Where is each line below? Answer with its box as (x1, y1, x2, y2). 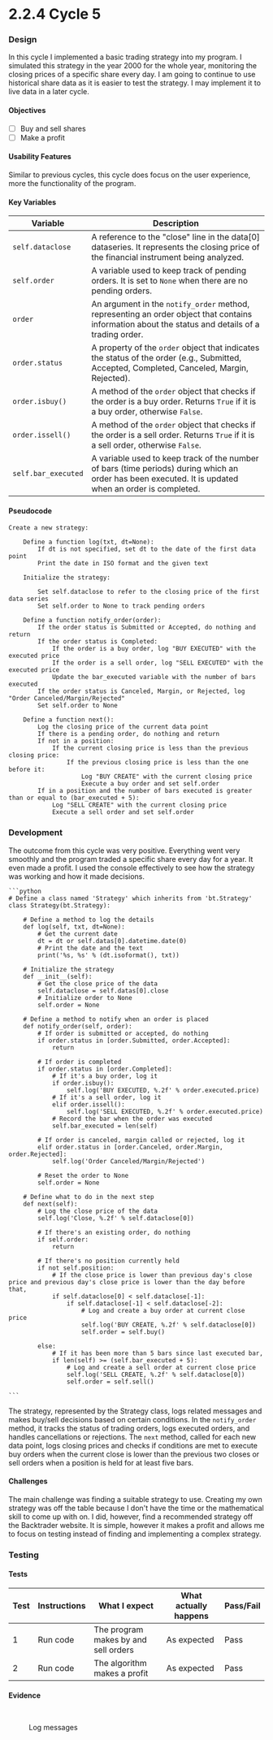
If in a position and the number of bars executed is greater (37, 787, 253, 795)
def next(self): (23, 1200, 79, 1208)
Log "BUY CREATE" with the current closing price (80, 773, 253, 781)
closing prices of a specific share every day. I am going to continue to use (8, 70, 256, 80)
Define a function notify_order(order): (23, 617, 162, 625)
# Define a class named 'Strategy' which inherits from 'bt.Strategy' (8, 894, 253, 902)
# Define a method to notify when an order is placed (23, 1015, 209, 1024)
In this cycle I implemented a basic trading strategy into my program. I (8, 52, 242, 62)
